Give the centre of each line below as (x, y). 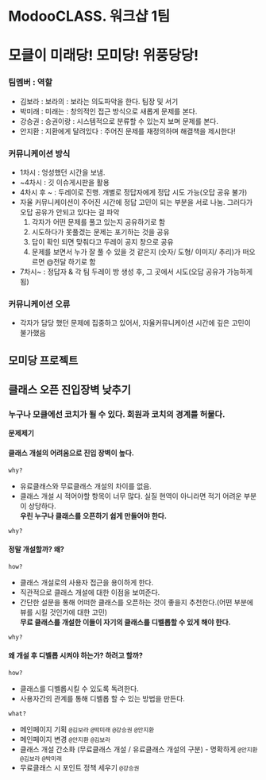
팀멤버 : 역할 (31, 83)
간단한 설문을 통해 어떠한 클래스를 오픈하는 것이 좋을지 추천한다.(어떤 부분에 (137, 602)
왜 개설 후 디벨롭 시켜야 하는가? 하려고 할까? (75, 655)
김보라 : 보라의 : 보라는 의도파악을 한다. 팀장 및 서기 (99, 101)
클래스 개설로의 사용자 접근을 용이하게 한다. (87, 582)
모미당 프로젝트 (43, 360)
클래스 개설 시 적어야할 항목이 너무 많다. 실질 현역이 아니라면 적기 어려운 (131, 496)
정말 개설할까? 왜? (37, 550)
